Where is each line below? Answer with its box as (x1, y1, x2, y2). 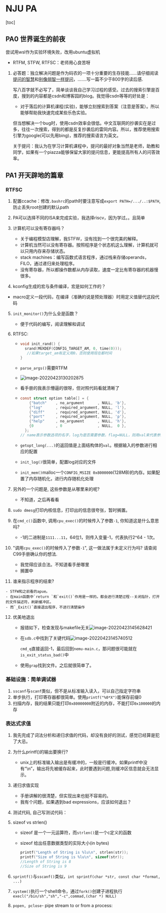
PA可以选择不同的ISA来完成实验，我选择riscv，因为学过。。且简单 (12, 215, 145, 221)
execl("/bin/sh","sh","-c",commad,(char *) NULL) (12, 894, 117, 899)
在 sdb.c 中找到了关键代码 (20, 635, 70, 641)
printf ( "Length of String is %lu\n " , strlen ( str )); (20, 850, 129, 855)
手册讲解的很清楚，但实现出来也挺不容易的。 (20, 793, 111, 799)
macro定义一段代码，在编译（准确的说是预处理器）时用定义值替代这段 (12, 294, 156, 300)
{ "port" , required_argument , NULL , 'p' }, (29, 414, 127, 419)
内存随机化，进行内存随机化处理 (29, 475, 94, 481)
